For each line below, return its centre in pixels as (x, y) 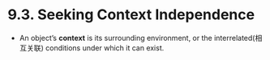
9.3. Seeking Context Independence (131, 15)
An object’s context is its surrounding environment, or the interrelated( (137, 38)
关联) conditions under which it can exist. (95, 48)
